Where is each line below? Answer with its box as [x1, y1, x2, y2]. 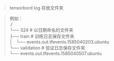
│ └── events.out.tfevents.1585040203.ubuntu [9, 39, 109, 44]
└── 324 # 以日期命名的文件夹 [9, 27, 74, 33]
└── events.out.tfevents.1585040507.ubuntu [9, 50, 102, 56]
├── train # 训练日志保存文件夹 [9, 33, 75, 39]
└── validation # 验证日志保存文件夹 [9, 45, 85, 50]
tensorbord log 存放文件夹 [9, 5, 64, 10]
